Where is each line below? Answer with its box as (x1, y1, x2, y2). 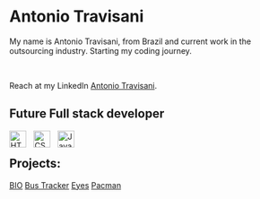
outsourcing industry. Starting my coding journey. (9, 45, 193, 56)
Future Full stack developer (9, 106, 165, 122)
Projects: (9, 156, 61, 171)
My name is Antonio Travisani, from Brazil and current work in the (9, 36, 252, 47)
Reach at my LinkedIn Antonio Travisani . (9, 80, 158, 91)
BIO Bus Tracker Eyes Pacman (9, 179, 122, 190)
